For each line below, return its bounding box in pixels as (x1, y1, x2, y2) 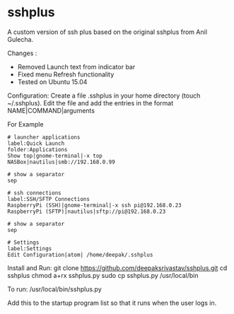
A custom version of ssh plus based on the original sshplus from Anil (7, 28, 207, 36)
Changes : (7, 49, 37, 57)
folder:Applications (7, 146, 69, 153)
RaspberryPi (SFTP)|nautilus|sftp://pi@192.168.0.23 (7, 208, 166, 215)
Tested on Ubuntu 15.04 (17, 77, 88, 86)
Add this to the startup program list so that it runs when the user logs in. (7, 298, 217, 307)
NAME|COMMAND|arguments (7, 106, 95, 115)
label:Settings (7, 245, 52, 252)
